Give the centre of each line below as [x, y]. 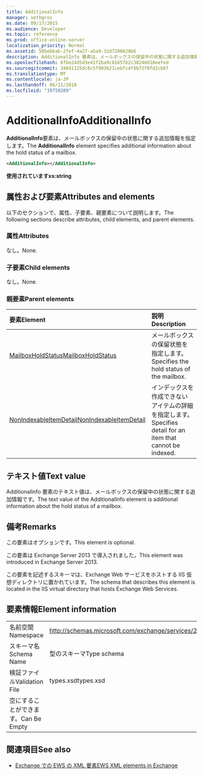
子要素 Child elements [38, 267]
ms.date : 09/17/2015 [32, 23]
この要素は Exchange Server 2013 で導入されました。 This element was [95, 555]
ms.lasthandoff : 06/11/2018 [42, 85]
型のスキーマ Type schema [87, 653]
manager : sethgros [29, 18]
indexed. [164, 453]
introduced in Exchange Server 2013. [52, 562]
